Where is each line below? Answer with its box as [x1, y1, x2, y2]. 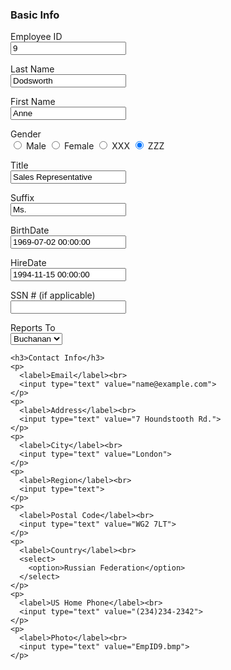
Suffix [10, 192, 35, 204]
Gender [10, 128, 42, 140]
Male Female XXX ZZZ [25, 140, 165, 152]
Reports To [10, 322, 56, 334]
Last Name [10, 63, 55, 75]
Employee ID [10, 31, 63, 43]
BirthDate [10, 224, 50, 237]
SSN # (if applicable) [10, 289, 96, 302]
